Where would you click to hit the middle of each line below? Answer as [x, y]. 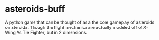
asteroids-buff [35, 9]
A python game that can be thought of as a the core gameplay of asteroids [80, 22]
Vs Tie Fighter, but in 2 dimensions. [52, 32]
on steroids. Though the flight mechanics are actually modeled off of [74, 27]
